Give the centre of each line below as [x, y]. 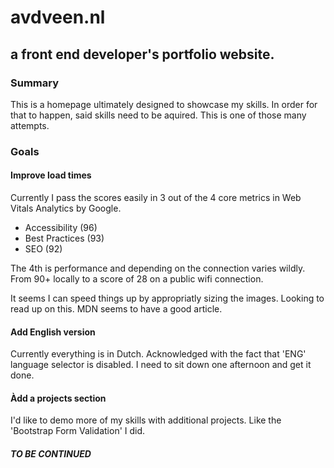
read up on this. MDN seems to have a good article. [116, 309]
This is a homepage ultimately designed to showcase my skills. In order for [164, 104]
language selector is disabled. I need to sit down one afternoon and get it [161, 365]
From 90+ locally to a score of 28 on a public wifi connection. [137, 279]
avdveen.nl [58, 17]
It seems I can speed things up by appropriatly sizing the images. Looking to [167, 298]
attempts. [30, 125]
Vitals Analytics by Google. [66, 208]
